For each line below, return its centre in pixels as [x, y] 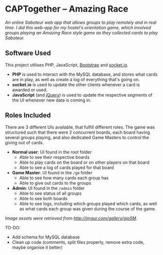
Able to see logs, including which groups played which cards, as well [88, 204]
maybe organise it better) [37, 247]
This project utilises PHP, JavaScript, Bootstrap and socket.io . [67, 65]
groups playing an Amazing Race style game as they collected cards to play [81, 33]
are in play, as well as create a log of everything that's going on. [76, 79]
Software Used [28, 53]
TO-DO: [13, 227]
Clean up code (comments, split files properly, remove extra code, [78, 242]
